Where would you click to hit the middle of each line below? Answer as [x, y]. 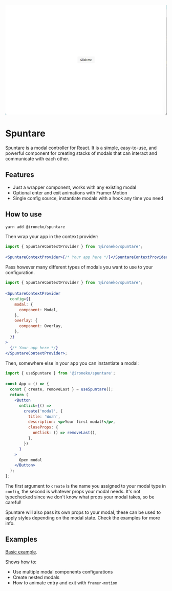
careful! [14, 503]
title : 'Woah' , [44, 417]
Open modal [30, 460]
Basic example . [21, 552]
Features [20, 175]
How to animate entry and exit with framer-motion [65, 583]
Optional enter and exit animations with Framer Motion [70, 192]
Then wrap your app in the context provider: [52, 236]
